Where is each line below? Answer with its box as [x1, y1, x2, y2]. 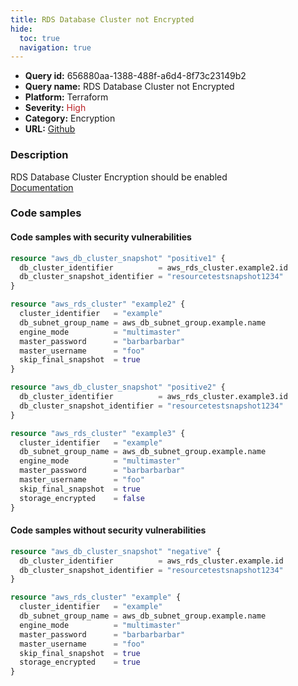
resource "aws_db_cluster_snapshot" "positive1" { [10, 253, 226, 263]
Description [10, 148, 69, 162]
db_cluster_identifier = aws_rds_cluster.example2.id [19, 262, 288, 273]
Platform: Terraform [24, 91, 109, 103]
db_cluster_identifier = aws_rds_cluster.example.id [19, 556, 284, 566]
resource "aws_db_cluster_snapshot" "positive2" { [10, 382, 226, 393]
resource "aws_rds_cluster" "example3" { [10, 428, 186, 438]
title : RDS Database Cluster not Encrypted [10, 14, 195, 25]
